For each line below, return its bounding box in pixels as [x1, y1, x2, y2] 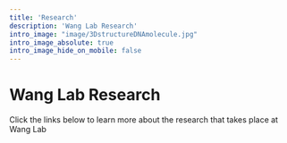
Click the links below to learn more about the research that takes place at [9, 114, 279, 125]
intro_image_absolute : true [9, 38, 114, 47]
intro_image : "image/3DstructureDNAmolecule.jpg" [9, 29, 198, 38]
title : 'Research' [9, 13, 78, 22]
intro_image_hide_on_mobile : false [9, 46, 142, 55]
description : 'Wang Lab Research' [9, 21, 139, 30]
